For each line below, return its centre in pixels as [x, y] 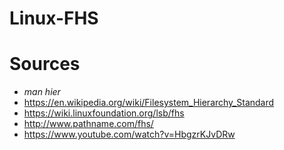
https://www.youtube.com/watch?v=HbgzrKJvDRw [129, 134]
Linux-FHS [54, 18]
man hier [42, 92]
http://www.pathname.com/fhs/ [88, 124]
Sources [45, 64]
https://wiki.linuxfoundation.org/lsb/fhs [104, 113]
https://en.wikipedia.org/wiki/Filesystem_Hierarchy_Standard [149, 103]
